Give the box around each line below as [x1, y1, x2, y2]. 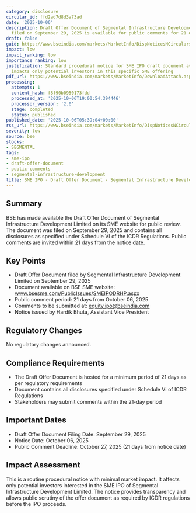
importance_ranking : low [6, 57, 66, 63]
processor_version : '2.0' [11, 100, 75, 107]
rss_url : [6, 123, 27, 129]
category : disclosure [6, 8, 59, 15]
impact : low [6, 47, 35, 53]
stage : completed [11, 106, 54, 112]
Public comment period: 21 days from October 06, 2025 [14, 296, 149, 303]
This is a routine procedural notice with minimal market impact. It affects [6, 476, 180, 483]
